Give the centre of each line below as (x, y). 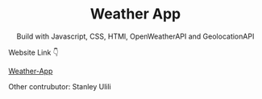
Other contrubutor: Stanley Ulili (60, 86)
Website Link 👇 (33, 52)
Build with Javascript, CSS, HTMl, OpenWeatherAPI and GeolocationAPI (135, 36)
